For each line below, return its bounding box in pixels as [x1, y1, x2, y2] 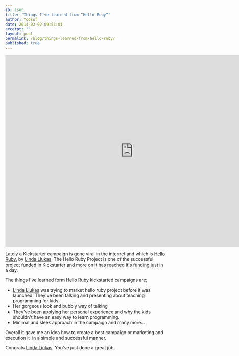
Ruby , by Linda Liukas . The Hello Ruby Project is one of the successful [5, 256, 154, 262]
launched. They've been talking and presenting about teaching [12, 292, 145, 298]
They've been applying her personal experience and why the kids [12, 308, 151, 315]
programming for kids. [12, 297, 60, 304]
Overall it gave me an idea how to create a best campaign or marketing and [5, 329, 163, 335]
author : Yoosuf [5, 17, 38, 22]
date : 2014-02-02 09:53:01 [5, 21, 63, 27]
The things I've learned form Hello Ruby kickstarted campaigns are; [5, 277, 148, 283]
